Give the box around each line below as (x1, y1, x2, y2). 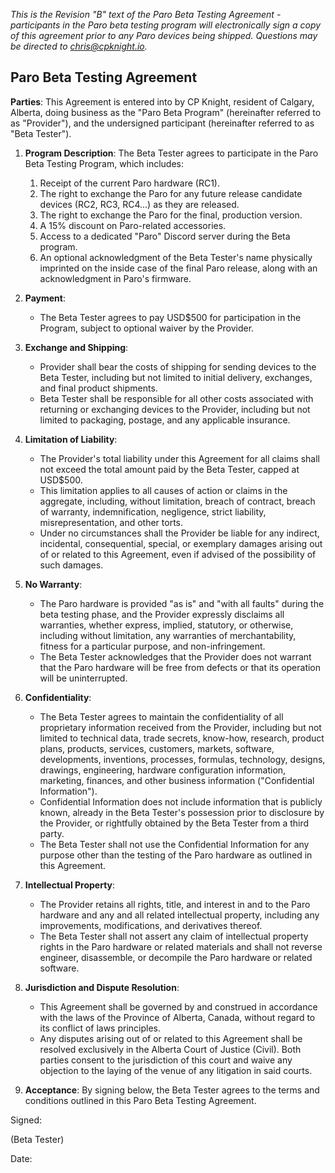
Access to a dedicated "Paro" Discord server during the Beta (39, 230, 291, 242)
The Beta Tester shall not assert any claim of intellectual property (39, 930, 309, 942)
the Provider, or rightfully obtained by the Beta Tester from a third (39, 817, 310, 829)
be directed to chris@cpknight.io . (10, 40, 148, 52)
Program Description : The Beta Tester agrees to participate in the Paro (24, 147, 319, 159)
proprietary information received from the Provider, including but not (39, 721, 322, 733)
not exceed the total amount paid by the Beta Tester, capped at (39, 463, 300, 475)
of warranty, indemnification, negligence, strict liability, (39, 505, 267, 518)
